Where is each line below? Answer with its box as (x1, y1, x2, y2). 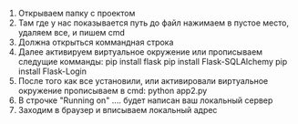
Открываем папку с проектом (17, 8, 136, 18)
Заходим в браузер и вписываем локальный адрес (17, 105, 218, 115)
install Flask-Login (17, 66, 87, 77)
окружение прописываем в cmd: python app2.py (17, 86, 208, 96)
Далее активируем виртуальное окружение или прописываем (17, 46, 262, 57)
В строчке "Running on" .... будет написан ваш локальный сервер (17, 95, 273, 106)
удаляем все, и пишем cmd (17, 27, 126, 37)
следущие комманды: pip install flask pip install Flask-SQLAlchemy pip (17, 57, 288, 67)
